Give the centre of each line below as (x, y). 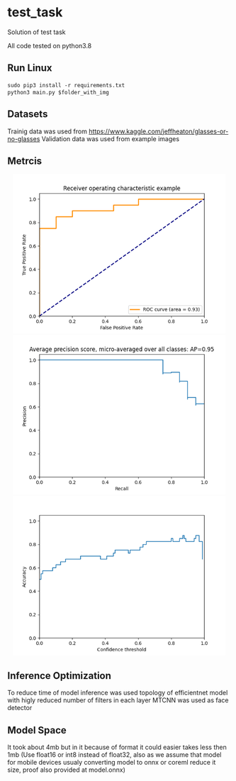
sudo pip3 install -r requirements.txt (66, 85)
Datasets (28, 114)
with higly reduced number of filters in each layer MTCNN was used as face (118, 700)
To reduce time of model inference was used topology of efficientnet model (118, 693)
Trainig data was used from (47, 131)
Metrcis (25, 161)
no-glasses (24, 138)
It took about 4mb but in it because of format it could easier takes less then (117, 747)
